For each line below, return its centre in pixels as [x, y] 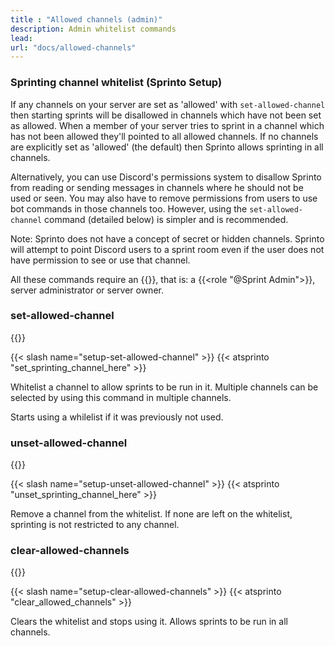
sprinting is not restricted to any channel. [95, 525]
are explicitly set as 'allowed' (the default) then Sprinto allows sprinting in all [167, 147]
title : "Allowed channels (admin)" [86, 19]
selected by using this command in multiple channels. [121, 397]
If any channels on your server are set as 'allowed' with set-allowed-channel [168, 104]
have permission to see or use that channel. [100, 260]
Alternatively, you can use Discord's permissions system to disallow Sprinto [166, 177]
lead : [21, 38]
